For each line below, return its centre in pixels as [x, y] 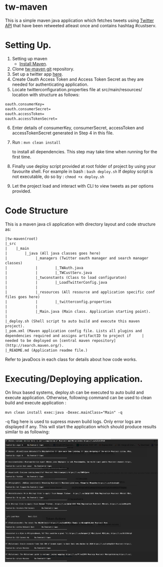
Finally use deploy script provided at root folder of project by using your [84, 166]
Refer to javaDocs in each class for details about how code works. [71, 359]
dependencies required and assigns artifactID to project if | [75, 336]
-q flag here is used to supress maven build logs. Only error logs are [73, 421]
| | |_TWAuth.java [44, 268]
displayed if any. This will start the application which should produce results [81, 426]
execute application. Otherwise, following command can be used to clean [78, 397]
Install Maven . [33, 64]
